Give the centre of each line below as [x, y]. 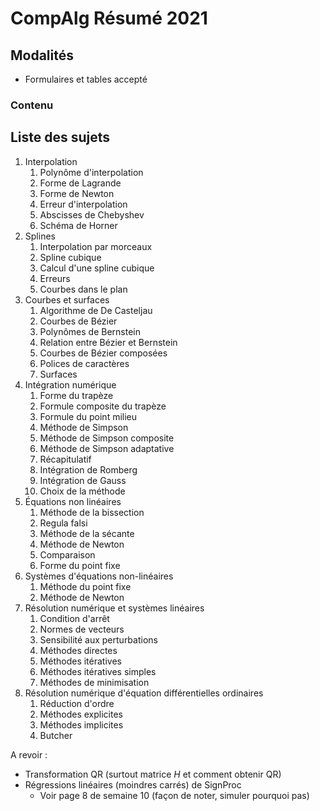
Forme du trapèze [76, 395]
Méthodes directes [78, 650]
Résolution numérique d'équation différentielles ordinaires [144, 693]
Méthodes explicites [81, 714]
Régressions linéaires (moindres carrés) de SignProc [133, 784]
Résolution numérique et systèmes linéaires [114, 608]
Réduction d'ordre [77, 703]
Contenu [32, 105]
